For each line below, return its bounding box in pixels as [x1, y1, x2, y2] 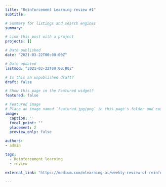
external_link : [5, 170, 37, 175]
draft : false [5, 80, 32, 85]
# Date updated [5, 61, 37, 66]
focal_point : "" [9, 120, 43, 125]
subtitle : [5, 12, 26, 17]
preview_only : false [9, 130, 52, 135]
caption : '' [9, 116, 35, 121]
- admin [5, 143, 21, 148]
